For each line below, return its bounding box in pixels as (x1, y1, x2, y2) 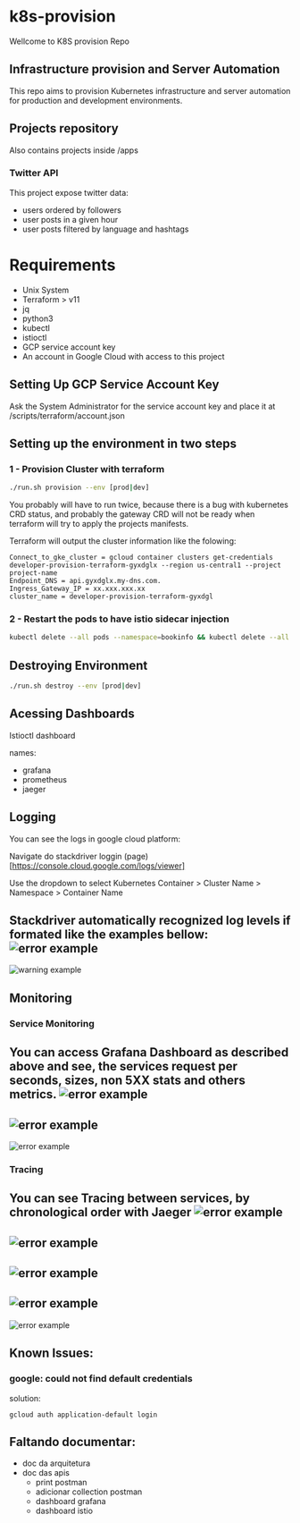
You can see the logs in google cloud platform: (9, 833, 181, 844)
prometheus (21, 774, 67, 784)
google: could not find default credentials (9, 1373, 194, 1385)
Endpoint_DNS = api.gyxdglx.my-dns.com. (9, 577, 162, 586)
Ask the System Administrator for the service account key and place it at (9, 401, 276, 411)
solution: (9, 1392, 42, 1403)
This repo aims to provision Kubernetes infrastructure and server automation (9, 85, 291, 96)
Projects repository (9, 121, 119, 136)
